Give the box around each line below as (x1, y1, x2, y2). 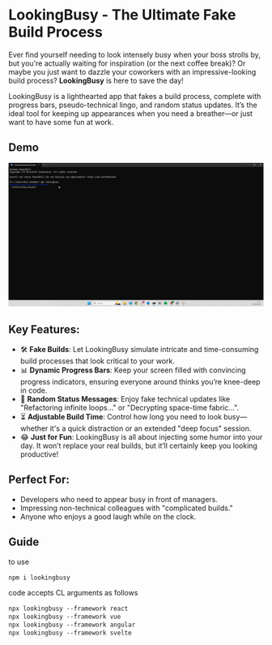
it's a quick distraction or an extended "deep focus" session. (49, 424, 252, 433)
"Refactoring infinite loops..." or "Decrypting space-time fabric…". (19, 403, 240, 413)
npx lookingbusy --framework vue (8, 613, 121, 621)
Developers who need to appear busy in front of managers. (19, 494, 219, 504)
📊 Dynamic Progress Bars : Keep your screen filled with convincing (19, 365, 246, 375)
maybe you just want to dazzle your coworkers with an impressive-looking (8, 67, 257, 76)
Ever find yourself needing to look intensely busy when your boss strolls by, (8, 49, 261, 59)
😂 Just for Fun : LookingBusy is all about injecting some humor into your (19, 432, 263, 442)
